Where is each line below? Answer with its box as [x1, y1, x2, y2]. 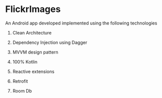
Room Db [12, 87, 32, 93]
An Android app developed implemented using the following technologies [5, 20, 157, 26]
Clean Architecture [12, 29, 52, 35]
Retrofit [12, 78, 28, 84]
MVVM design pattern [12, 49, 59, 55]
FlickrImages [5, 3, 61, 15]
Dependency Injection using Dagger [12, 39, 88, 45]
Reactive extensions [12, 68, 54, 74]
